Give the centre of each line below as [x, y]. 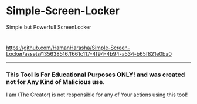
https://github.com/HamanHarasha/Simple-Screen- [68, 48]
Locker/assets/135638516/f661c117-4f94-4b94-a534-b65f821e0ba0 [89, 54]
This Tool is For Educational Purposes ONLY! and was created [96, 75]
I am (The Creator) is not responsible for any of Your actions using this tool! [97, 95]
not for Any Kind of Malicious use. [56, 82]
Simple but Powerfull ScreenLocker [49, 27]
